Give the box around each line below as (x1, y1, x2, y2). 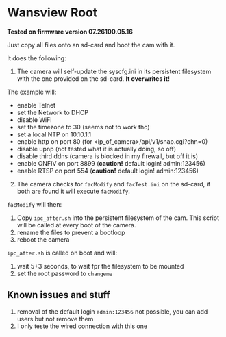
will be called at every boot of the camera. (16, 221, 136, 229)
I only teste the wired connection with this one (16, 322, 148, 330)
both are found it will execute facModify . (16, 187, 130, 195)
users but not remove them (16, 314, 94, 323)
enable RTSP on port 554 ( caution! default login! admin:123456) (16, 166, 199, 175)
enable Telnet (16, 101, 56, 109)
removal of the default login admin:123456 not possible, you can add (16, 307, 208, 316)
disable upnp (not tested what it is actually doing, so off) (16, 145, 177, 153)
